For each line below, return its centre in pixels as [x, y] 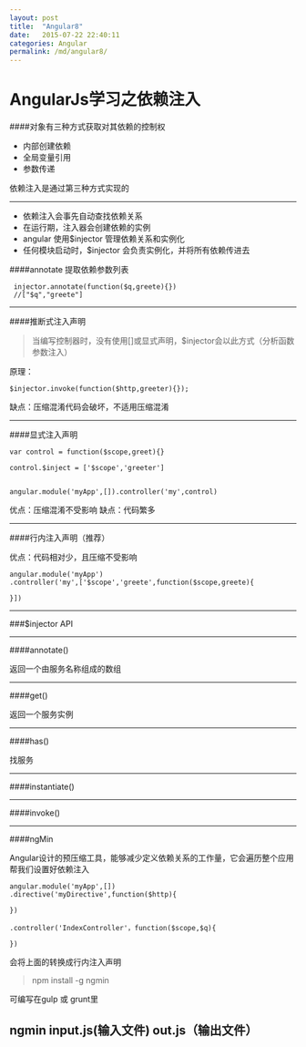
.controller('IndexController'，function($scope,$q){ [113, 929]
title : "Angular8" [46, 26]
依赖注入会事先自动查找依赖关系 [82, 216]
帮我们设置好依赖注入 [49, 869]
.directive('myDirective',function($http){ [93, 895]
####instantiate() [42, 787]
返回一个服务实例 [41, 714]
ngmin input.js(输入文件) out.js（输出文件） [133, 1031]
